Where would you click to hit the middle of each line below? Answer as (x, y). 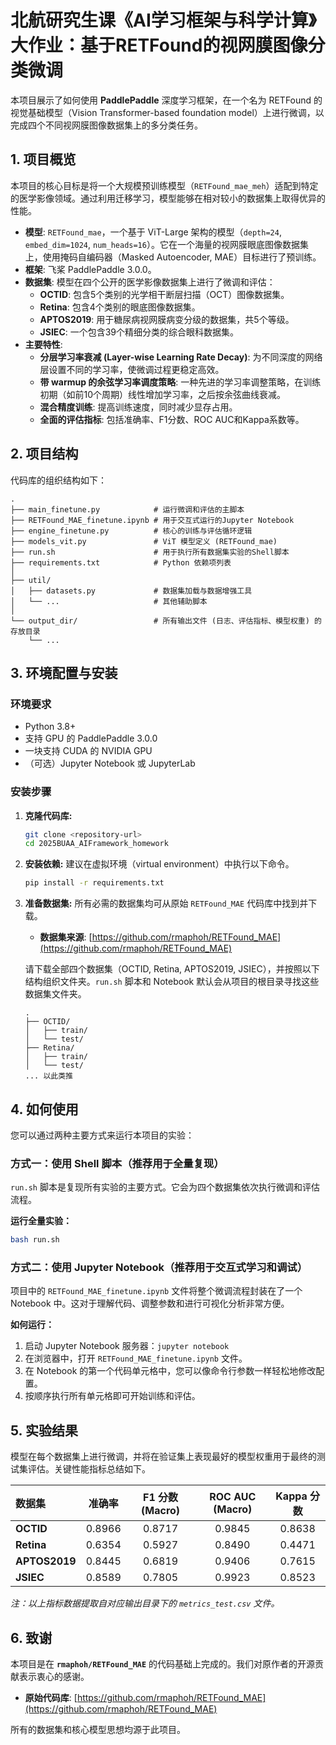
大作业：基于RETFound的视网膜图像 (159, 45)
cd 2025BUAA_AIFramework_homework (96, 844)
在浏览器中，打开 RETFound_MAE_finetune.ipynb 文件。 (136, 1358)
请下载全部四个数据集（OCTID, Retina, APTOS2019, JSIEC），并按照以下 (172, 969)
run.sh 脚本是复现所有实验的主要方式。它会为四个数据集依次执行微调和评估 (165, 1187)
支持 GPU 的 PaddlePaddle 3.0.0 (91, 738)
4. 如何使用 (44, 1109)
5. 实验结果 (44, 1430)
